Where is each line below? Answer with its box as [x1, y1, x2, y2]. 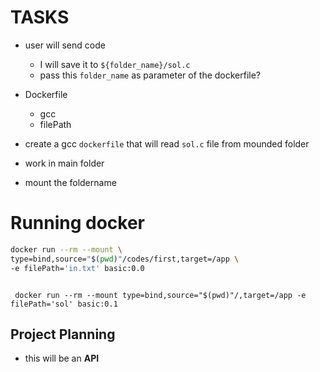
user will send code [24, 39, 106, 51]
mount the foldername [24, 176, 117, 188]
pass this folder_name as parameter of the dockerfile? [39, 69, 262, 81]
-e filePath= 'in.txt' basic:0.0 [10, 263, 145, 273]
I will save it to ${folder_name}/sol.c [39, 58, 191, 70]
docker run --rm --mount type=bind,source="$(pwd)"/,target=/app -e [14, 290, 307, 300]
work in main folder [24, 157, 105, 169]
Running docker [10, 212, 146, 235]
